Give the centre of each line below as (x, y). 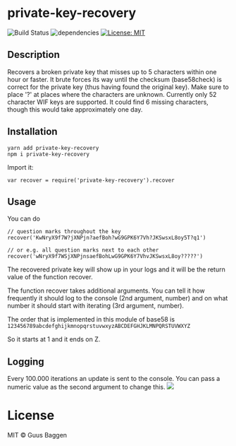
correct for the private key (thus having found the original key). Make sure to (118, 87)
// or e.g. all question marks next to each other (83, 250)
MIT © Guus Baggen (37, 435)
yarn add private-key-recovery (53, 148)
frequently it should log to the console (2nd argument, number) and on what (118, 298)
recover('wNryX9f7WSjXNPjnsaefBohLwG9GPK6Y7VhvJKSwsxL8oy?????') (105, 257)
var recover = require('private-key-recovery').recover (91, 180)
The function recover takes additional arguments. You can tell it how (106, 291)
